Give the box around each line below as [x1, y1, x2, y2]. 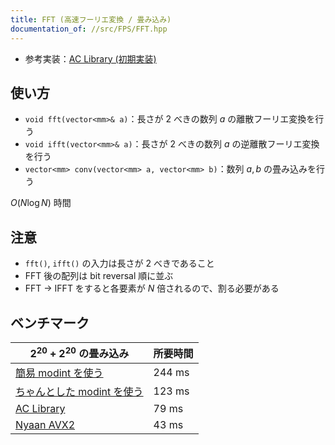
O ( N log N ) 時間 [10, 197, 72, 209]
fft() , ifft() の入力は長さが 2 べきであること [24, 257, 215, 270]
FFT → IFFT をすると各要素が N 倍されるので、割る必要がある [24, 282, 280, 295]
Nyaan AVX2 [15, 418, 76, 432]
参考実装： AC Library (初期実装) [24, 52, 157, 65]
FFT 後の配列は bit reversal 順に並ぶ [24, 270, 174, 282]
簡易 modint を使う [15, 366, 104, 380]
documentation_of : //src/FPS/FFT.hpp [10, 24, 168, 34]
